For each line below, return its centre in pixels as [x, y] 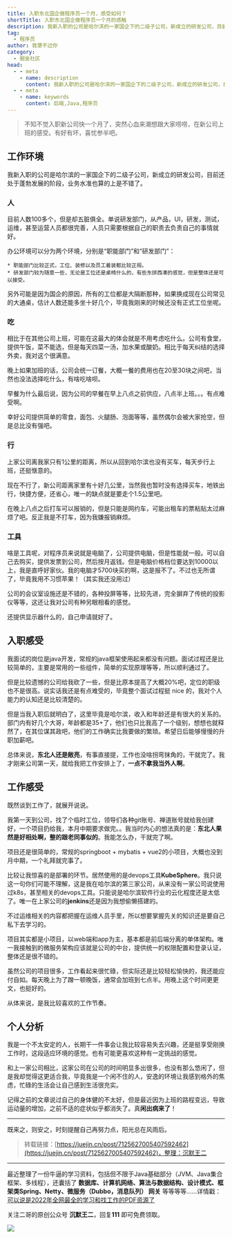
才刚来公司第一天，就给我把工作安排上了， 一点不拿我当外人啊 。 [98, 763]
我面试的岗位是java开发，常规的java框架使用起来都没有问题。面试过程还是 [113, 659]
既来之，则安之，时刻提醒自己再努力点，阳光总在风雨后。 [89, 1130]
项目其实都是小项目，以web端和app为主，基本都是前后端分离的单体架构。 [112, 939]
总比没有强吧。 [34, 426]
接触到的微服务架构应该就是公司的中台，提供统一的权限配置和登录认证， [122, 947]
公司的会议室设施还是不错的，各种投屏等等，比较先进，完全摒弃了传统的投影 [116, 593]
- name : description [49, 78]
